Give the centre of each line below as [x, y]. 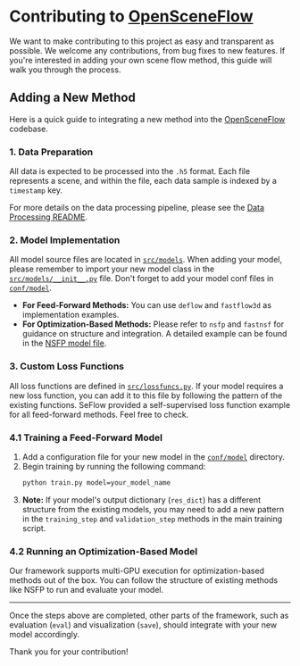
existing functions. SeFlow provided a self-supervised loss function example [150, 404]
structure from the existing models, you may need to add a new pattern [153, 509]
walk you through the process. [65, 70]
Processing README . [48, 217]
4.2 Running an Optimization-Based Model [104, 551]
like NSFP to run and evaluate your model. [87, 590]
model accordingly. [45, 635]
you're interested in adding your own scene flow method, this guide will [141, 60]
